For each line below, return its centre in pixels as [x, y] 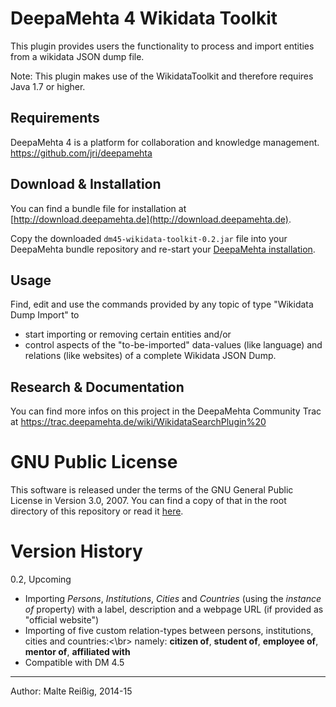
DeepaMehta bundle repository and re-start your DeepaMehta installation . [163, 249]
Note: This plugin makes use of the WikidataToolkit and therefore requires [162, 76]
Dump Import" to [45, 315]
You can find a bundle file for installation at [98, 208]
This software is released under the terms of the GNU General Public [152, 490]
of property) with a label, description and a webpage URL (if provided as [174, 609]
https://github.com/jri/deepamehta [81, 153]
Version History [76, 551]
